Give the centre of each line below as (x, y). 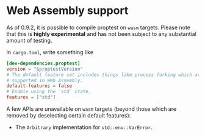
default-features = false (39, 86)
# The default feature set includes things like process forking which (99, 75)
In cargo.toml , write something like (50, 52)
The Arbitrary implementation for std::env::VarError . (84, 127)
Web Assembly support (67, 11)
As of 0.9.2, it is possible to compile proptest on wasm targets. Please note (99, 27)
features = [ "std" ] (31, 97)
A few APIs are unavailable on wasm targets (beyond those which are (92, 109)
